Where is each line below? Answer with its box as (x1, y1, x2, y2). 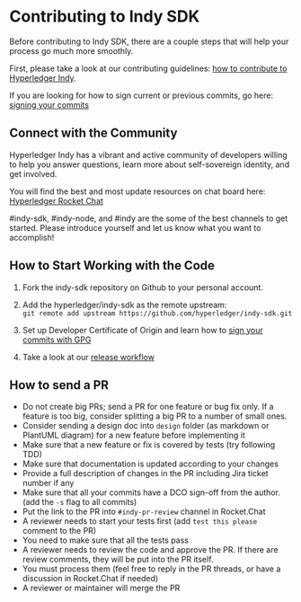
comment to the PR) (22, 526, 97, 536)
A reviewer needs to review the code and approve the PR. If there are (22, 544, 279, 555)
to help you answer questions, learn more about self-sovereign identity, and (9, 159, 290, 170)
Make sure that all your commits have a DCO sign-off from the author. (22, 487, 281, 498)
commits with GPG (22, 334, 92, 345)
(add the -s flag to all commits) (22, 497, 137, 508)
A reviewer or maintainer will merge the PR (22, 582, 181, 594)
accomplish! (9, 232, 55, 243)
